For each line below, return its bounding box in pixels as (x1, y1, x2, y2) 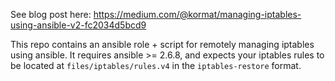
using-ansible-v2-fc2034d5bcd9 (10, 19, 147, 31)
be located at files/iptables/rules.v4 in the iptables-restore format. (10, 60, 302, 71)
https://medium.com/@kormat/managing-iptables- (93, 9, 302, 20)
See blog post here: (10, 9, 92, 20)
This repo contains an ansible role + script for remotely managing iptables (10, 39, 315, 50)
